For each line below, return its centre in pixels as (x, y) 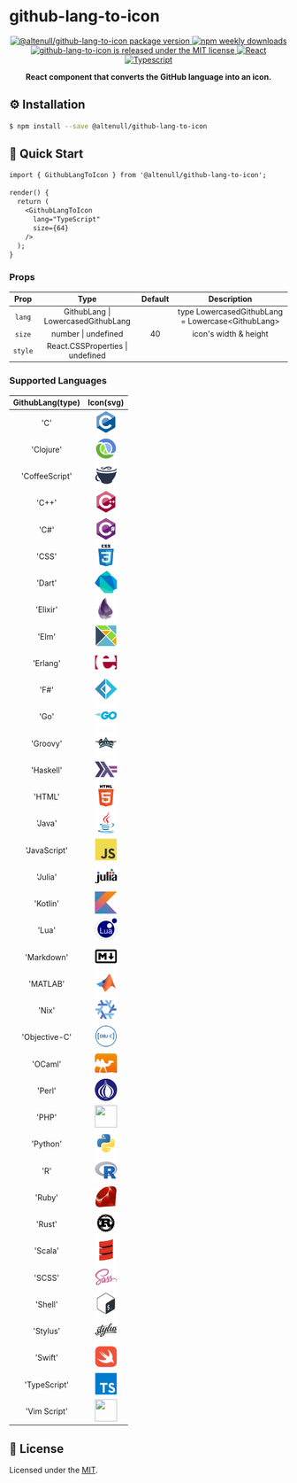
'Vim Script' (46, 1411)
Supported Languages (58, 381)
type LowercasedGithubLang (231, 312)
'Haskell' (46, 770)
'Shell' (46, 1304)
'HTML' (47, 797)
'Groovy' (46, 743)
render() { (29, 193)
